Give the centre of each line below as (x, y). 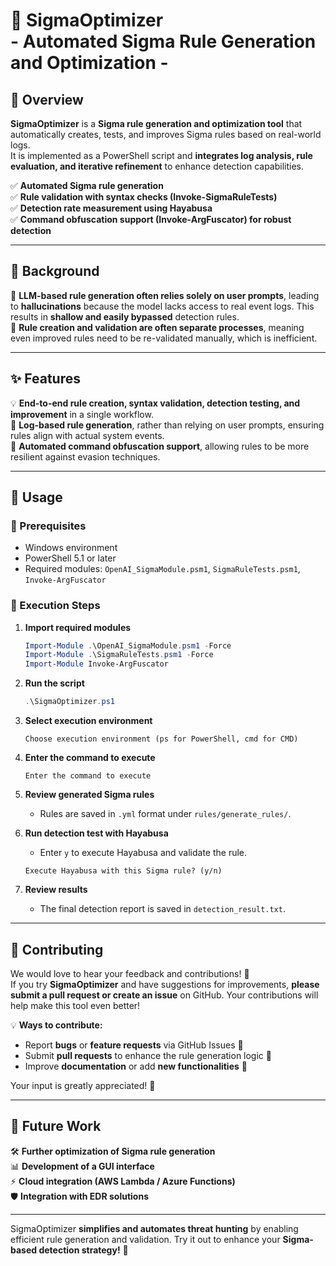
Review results (56, 890)
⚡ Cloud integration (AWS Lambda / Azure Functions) (123, 1181)
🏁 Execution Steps (55, 606)
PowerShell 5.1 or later (70, 558)
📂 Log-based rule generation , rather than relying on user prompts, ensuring (167, 425)
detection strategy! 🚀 (83, 1250)
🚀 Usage (36, 497)
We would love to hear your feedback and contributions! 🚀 (130, 973)
